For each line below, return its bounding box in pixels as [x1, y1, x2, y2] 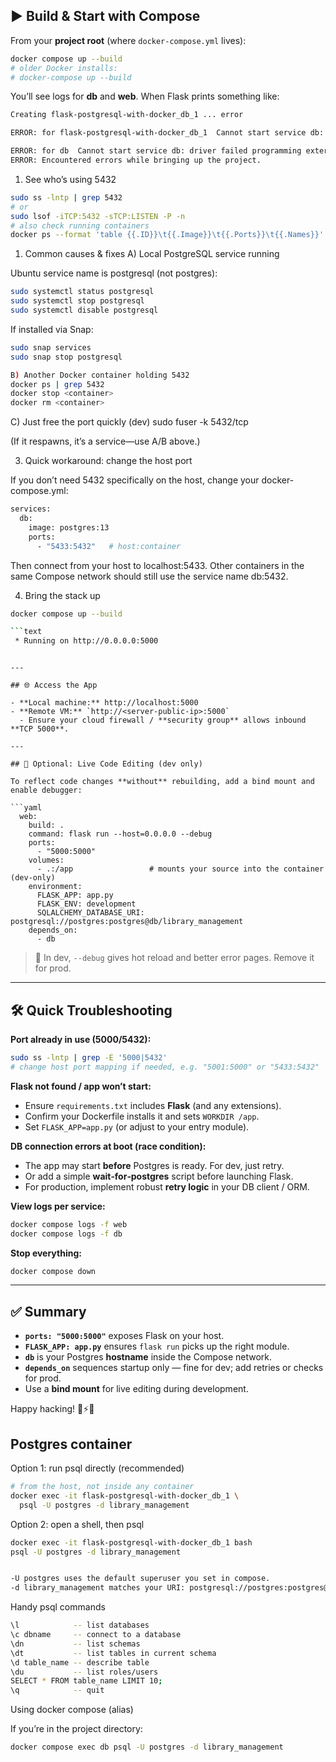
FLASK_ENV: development [36, 899, 137, 909]
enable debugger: [10, 785, 83, 796]
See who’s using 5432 [24, 173, 117, 185]
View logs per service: [10, 1200, 106, 1212]
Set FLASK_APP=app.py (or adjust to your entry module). [24, 1120, 250, 1133]
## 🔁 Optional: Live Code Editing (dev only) [10, 759, 203, 769]
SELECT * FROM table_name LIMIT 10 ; [10, 1676, 163, 1686]
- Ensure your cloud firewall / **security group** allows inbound [19, 715, 307, 726]
